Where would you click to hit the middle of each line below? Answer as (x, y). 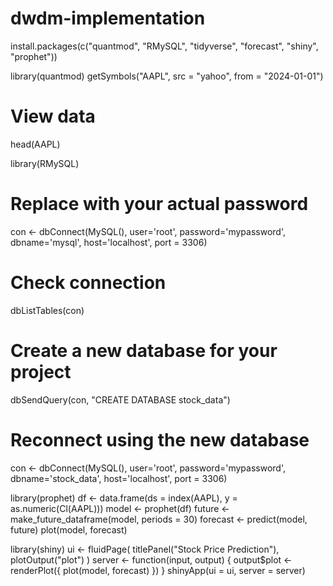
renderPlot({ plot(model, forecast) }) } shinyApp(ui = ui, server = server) (158, 570)
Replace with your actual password (159, 204)
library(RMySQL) (45, 163)
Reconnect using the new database (160, 439)
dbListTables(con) (47, 310)
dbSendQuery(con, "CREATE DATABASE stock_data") (120, 399)
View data (53, 116)
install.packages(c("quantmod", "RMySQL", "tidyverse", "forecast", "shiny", (164, 46)
